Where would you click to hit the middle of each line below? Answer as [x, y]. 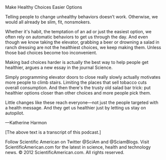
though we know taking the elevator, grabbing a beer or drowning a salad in [82, 42]
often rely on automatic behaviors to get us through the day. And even [77, 37]
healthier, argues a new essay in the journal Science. [59, 67]
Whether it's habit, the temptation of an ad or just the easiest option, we [79, 31]
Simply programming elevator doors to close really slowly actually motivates [83, 77]
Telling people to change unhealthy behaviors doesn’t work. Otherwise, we [82, 17]
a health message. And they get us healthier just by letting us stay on [76, 108]
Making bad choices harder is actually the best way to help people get [77, 62]
